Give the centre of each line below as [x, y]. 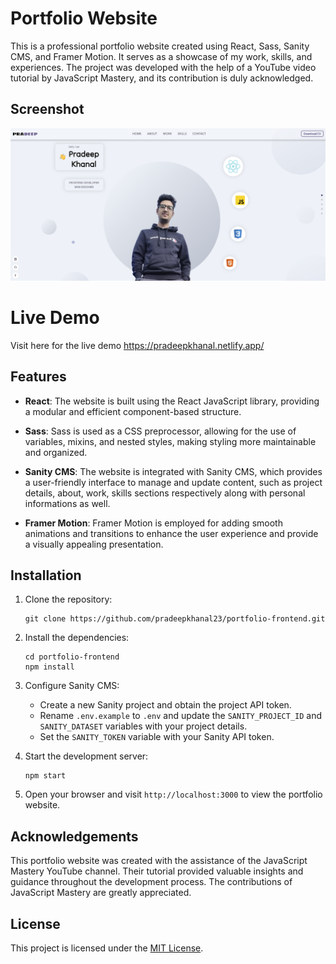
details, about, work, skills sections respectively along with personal [165, 493]
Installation [46, 575]
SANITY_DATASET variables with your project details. [143, 726]
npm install [49, 667]
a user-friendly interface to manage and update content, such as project [173, 482]
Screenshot [47, 109]
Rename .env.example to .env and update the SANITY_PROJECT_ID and [181, 716]
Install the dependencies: [77, 638]
